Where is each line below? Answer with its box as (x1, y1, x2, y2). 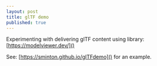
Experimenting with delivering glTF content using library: (6, 36, 145, 43)
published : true (6, 19, 46, 25)
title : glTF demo (6, 14, 49, 20)
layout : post (6, 8, 39, 15)
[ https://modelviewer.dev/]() (6, 42, 75, 49)
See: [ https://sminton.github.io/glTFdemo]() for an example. (6, 54, 152, 61)
